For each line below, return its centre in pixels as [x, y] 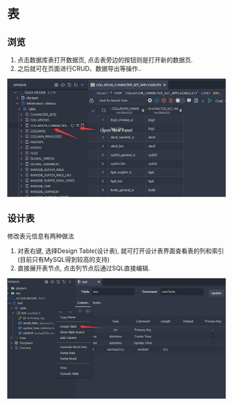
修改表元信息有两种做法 [41, 236]
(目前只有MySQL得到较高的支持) [63, 260]
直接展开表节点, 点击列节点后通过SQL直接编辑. [84, 268]
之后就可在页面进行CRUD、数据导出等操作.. [79, 69]
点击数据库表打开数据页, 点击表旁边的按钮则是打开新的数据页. [105, 60]
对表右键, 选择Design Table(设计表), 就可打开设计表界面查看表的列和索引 [120, 251]
